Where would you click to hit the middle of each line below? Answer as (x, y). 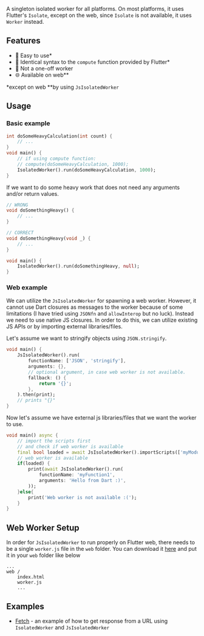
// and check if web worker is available (70, 446)
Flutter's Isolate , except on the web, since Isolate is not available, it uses (99, 15)
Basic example (28, 123)
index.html (31, 577)
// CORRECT (20, 233)
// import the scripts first (54, 441)
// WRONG (17, 205)
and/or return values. (33, 193)
